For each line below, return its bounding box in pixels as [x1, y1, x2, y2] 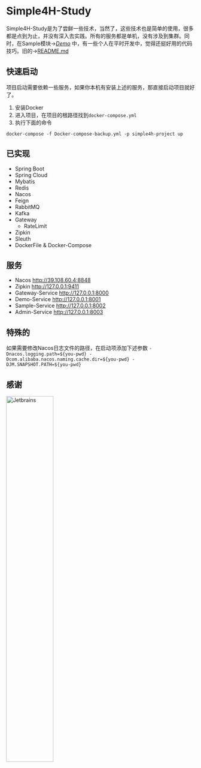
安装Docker [14, 104, 44, 111]
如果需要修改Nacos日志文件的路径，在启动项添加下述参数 [6, 344, 148, 352]
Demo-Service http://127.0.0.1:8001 [14, 296, 101, 303]
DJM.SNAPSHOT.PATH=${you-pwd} [6, 362, 82, 368]
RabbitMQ [14, 203, 40, 211]
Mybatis [14, 178, 35, 185]
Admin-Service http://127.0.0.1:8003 [14, 308, 103, 316]
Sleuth [14, 235, 31, 242]
